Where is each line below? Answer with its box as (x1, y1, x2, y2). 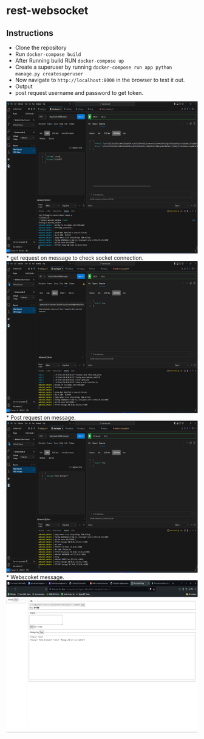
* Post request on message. (6, 414, 76, 421)
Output (15, 83, 33, 90)
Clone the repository (15, 44, 67, 51)
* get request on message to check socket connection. (6, 254, 144, 262)
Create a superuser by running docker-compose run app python (15, 63, 172, 71)
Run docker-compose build (15, 50, 81, 58)
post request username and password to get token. (15, 89, 144, 96)
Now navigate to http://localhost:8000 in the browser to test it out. (15, 77, 185, 83)
